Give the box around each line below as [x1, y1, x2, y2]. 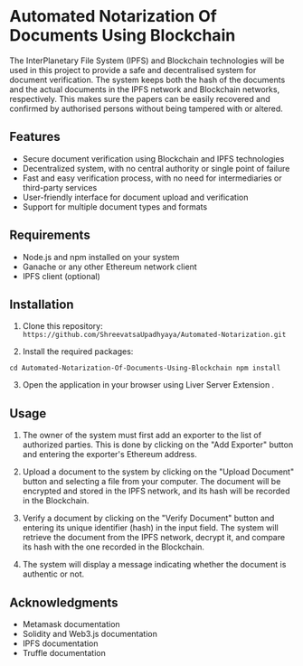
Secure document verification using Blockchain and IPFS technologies [22, 153, 285, 164]
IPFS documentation [22, 638, 99, 649]
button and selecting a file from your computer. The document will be [22, 476, 281, 487]
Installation [9, 296, 74, 312]
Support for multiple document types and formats [22, 201, 208, 212]
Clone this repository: [22, 321, 103, 332]
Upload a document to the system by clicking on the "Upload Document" [22, 466, 295, 477]
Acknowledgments [9, 595, 119, 610]
